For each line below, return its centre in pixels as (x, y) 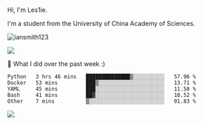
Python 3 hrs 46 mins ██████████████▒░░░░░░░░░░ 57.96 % (102, 77)
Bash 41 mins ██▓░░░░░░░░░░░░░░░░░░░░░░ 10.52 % (102, 95)
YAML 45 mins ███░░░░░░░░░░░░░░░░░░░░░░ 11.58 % (102, 89)
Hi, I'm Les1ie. (27, 10)
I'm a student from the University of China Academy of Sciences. (101, 23)
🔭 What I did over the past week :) (56, 64)
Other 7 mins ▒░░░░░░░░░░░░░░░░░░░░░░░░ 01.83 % (102, 101)
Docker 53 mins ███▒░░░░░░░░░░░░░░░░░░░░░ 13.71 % (102, 83)
